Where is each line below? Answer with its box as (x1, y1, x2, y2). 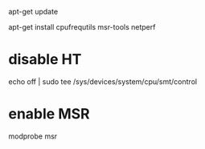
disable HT (8, 50, 82, 69)
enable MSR (8, 105, 90, 123)
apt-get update (8, 7, 59, 16)
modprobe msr (8, 131, 58, 141)
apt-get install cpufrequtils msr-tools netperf (8, 22, 156, 31)
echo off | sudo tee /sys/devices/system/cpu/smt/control (8, 76, 198, 87)
